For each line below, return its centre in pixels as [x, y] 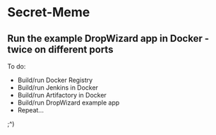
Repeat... [31, 110]
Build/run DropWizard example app [68, 102]
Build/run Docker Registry [55, 80]
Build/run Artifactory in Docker [62, 95]
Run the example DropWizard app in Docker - [108, 39]
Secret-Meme [49, 12]
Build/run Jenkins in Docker [58, 88]
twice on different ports [60, 49]
